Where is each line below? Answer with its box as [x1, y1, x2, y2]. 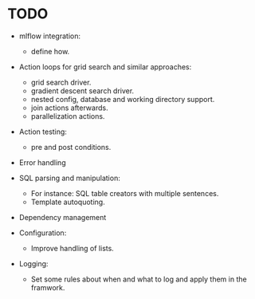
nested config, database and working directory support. [30, 94, 215, 104]
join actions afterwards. [30, 103, 108, 112]
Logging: [18, 258, 49, 268]
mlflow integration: [18, 31, 81, 41]
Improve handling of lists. [30, 243, 115, 253]
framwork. [30, 282, 65, 292]
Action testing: [18, 127, 67, 136]
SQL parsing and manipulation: [18, 173, 120, 183]
